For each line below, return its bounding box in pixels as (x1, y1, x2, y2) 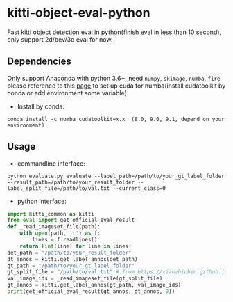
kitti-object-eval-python (7, 5, 150, 21)
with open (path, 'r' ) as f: (19, 230, 101, 237)
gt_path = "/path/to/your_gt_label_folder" (7, 262, 135, 269)
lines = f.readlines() (32, 237, 98, 244)
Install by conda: (17, 102, 64, 111)
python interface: (17, 197, 67, 205)
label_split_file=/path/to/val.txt (7, 184, 110, 192)
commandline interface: (17, 159, 85, 168)
